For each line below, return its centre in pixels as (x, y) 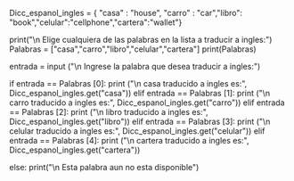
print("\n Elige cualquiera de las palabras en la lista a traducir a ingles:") (141, 40)
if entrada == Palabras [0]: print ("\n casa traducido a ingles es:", (128, 83)
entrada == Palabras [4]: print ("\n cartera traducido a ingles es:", (129, 140)
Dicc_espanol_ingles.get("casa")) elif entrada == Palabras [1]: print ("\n (139, 93)
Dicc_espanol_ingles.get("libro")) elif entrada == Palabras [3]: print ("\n (140, 121)
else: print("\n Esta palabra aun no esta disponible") (104, 167)
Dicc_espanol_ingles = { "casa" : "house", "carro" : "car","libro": (126, 13)
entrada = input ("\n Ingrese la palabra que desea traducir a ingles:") (135, 66)
